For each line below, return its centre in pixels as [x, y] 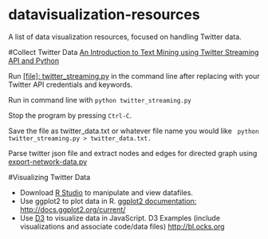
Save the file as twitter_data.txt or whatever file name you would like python [134, 131]
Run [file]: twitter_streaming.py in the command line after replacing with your [134, 76]
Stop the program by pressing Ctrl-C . [70, 115]
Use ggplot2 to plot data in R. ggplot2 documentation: [108, 201]
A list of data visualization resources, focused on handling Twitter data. [125, 37]
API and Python [34, 61]
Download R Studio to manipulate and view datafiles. [106, 192]
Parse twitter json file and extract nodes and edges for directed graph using [133, 153]
